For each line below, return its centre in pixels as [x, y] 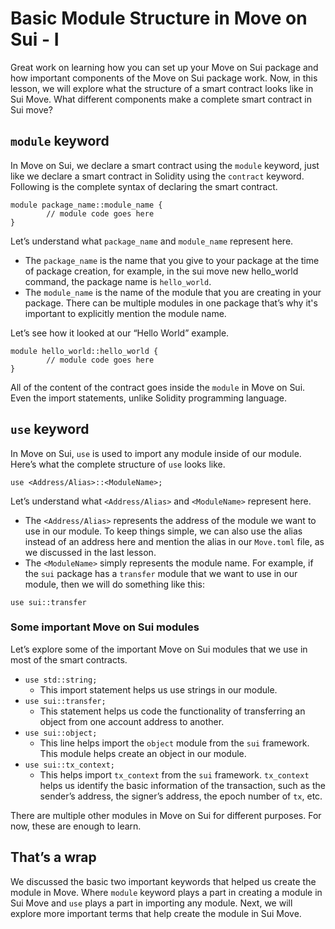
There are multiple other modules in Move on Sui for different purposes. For [166, 815]
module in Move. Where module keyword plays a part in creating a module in [166, 892]
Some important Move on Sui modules [105, 627]
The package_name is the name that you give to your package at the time [172, 260]
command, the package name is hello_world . [118, 281]
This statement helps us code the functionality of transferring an [172, 711]
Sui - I [35, 39]
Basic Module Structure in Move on [159, 18]
